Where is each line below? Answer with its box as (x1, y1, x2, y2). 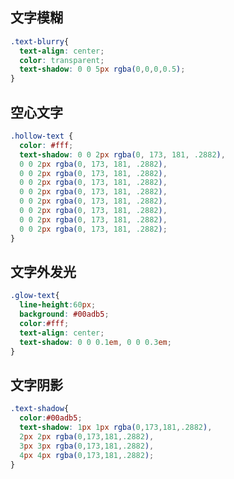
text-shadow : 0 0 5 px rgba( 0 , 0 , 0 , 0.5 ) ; (19, 64, 186, 75)
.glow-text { (10, 291, 60, 301)
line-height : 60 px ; (19, 300, 97, 310)
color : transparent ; (19, 55, 105, 65)
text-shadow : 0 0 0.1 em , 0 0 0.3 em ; (19, 337, 172, 347)
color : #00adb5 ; (19, 413, 83, 423)
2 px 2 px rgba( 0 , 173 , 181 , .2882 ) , (19, 431, 155, 442)
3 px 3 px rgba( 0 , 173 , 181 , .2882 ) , (19, 441, 155, 451)
